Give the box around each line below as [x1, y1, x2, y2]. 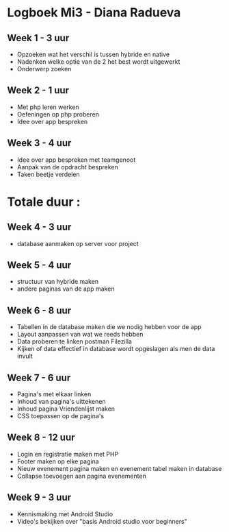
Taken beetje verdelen [16, 170, 80, 178]
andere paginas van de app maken [16, 285, 115, 293]
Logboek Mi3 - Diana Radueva [7, 5, 181, 21]
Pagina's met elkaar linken [16, 390, 92, 398]
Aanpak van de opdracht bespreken [16, 162, 118, 171]
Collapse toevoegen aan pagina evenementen [16, 472, 147, 480]
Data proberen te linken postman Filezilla [16, 337, 132, 346]
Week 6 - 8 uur [7, 304, 72, 316]
